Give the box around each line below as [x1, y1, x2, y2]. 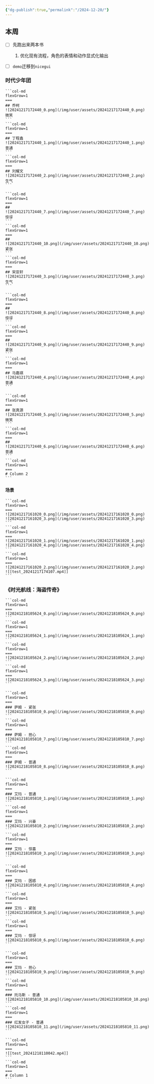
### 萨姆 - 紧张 [5, 705, 36, 710]
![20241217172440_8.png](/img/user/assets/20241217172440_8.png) [5, 310, 145, 315]
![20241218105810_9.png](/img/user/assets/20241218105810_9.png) [5, 969, 145, 974]
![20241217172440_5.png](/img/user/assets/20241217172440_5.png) [5, 412, 145, 417]
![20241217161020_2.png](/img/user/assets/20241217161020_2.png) [5, 565, 145, 570]
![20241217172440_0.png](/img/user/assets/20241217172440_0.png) [5, 107, 145, 113]
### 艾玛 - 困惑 [5, 879, 36, 884]
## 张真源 [5, 407, 24, 413]
